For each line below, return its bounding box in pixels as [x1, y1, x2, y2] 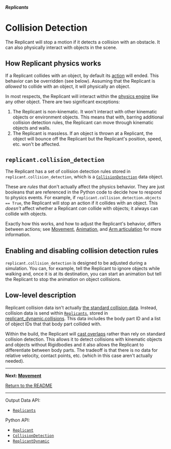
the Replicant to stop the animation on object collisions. [5, 276, 121, 282]
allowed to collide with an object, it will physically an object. [5, 83, 131, 89]
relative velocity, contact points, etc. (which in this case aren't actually [5, 352, 153, 359]
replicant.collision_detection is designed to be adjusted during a [5, 259, 147, 266]
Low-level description [5, 291, 76, 300]
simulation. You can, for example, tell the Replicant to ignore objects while [5, 265, 160, 271]
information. [5, 231, 31, 238]
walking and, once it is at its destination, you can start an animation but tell [5, 271, 162, 277]
